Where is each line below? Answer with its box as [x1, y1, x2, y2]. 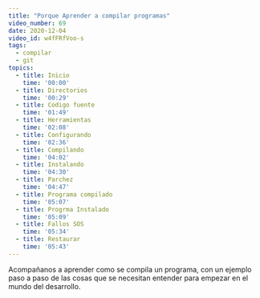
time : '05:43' [22, 243, 70, 251]
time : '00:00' [22, 79, 70, 87]
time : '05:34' [22, 228, 70, 236]
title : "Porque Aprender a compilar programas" [8, 11, 171, 20]
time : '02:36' [22, 138, 70, 147]
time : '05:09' [22, 213, 70, 221]
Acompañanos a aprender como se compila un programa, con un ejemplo [8, 264, 252, 274]
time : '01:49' [22, 109, 70, 117]
